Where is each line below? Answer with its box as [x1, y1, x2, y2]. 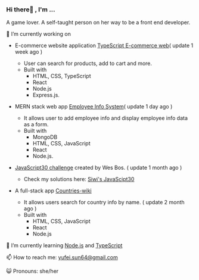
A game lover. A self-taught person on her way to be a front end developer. [6, 19, 191, 26]
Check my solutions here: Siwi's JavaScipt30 [23, 176, 135, 183]
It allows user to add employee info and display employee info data [23, 114, 188, 122]
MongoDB [32, 133, 58, 141]
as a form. [23, 121, 49, 128]
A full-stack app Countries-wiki [14, 187, 92, 194]
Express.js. [32, 92, 60, 99]
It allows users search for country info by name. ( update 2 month [23, 199, 185, 206]
